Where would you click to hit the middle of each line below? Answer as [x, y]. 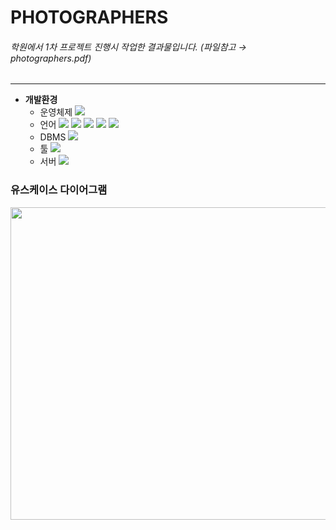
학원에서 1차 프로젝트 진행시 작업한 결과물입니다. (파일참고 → [128, 47]
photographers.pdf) [51, 58]
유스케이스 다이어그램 [59, 190]
